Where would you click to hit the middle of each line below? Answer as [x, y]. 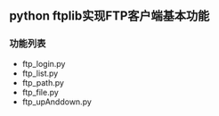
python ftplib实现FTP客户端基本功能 [109, 16]
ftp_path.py [43, 82]
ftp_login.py [44, 63]
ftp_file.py [41, 92]
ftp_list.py [40, 73]
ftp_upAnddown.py [57, 102]
